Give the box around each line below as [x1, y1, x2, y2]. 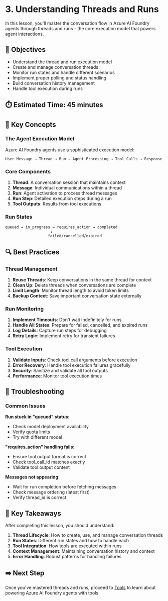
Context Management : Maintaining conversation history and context [12, 548, 155, 554]
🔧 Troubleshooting [5, 387, 64, 396]
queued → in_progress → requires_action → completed [5, 225, 118, 230]
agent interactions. [5, 31, 44, 37]
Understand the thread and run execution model [12, 59, 112, 65]
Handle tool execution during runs [12, 85, 83, 91]
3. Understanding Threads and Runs [5, 4, 159, 15]
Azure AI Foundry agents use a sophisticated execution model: [5, 147, 135, 153]
